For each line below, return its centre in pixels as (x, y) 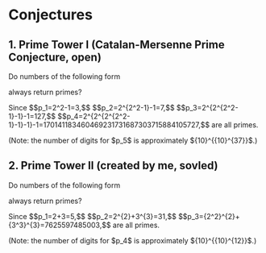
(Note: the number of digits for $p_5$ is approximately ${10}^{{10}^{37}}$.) (133, 140)
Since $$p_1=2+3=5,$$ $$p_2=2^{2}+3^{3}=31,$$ (93, 216)
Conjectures (50, 15)
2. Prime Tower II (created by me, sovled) (113, 166)
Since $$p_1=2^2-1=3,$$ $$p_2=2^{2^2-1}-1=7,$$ (91, 108)
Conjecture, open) (55, 57)
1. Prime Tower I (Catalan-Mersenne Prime (116, 45)
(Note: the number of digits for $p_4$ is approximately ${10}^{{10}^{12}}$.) (133, 240)
